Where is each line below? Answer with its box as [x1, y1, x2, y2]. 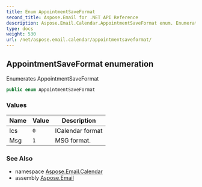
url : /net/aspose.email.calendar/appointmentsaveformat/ [6, 37, 152, 43]
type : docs [6, 25, 34, 32]
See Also [6, 154, 33, 162]
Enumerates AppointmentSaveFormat [6, 75, 99, 82]
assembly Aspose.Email [14, 174, 74, 182]
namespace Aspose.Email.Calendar [14, 168, 103, 175]
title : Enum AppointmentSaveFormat [6, 8, 96, 15]
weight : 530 [6, 31, 36, 37]
